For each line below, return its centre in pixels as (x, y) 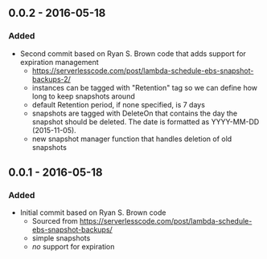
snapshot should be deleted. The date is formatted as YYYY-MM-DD (146, 121)
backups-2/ (51, 79)
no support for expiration (73, 247)
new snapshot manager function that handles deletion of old (132, 139)
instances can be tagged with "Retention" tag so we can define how (145, 87)
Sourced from (55, 221)
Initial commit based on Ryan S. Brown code (93, 212)
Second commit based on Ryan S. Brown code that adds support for (133, 53)
